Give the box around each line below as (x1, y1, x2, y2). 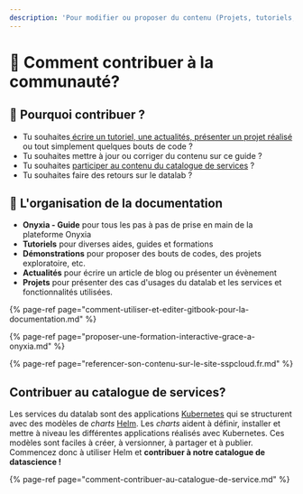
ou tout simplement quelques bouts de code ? (22, 141, 194, 152)
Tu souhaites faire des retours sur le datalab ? (22, 169, 193, 181)
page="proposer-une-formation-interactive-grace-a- (57, 331, 255, 342)
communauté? (9, 71, 120, 91)
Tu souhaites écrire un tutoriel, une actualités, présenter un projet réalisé (22, 131, 293, 142)
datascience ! (9, 457, 61, 468)
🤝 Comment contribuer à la (9, 51, 214, 72)
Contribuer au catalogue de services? (9, 385, 226, 400)
